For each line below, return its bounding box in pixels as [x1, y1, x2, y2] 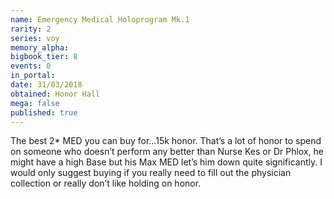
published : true [10, 107, 78, 118]
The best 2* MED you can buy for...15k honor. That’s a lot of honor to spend [10, 135, 322, 147]
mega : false [10, 98, 60, 108]
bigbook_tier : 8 [10, 52, 78, 62]
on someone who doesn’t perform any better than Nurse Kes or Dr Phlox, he [10, 146, 324, 158]
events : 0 [10, 61, 52, 71]
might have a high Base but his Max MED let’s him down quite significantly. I [10, 156, 323, 168]
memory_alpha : [10, 42, 70, 53]
